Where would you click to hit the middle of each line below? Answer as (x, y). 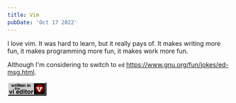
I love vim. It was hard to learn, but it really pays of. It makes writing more (114, 43)
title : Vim (23, 15)
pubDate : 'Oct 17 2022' (43, 22)
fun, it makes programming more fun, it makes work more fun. (98, 51)
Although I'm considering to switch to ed (66, 64)
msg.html (21, 72)
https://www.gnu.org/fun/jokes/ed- (178, 64)
